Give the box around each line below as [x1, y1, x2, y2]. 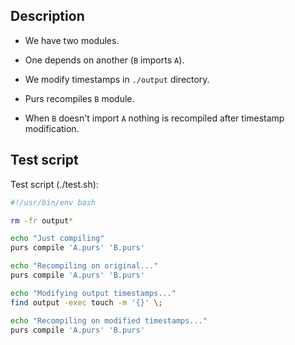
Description [10, 8, 85, 25]
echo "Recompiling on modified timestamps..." [10, 315, 208, 326]
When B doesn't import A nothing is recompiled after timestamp [24, 112, 285, 124]
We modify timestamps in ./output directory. [24, 73, 210, 85]
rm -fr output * [10, 215, 74, 226]
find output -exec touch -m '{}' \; [10, 297, 163, 308]
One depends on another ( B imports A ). [24, 54, 185, 66]
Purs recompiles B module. [24, 92, 135, 104]
